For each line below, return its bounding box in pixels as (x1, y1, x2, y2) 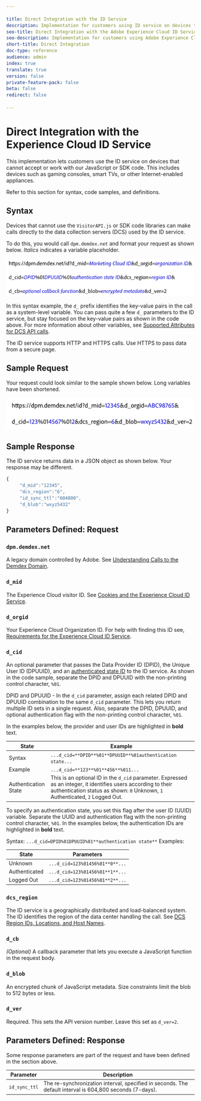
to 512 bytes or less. (6, 989, 56, 996)
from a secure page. (6, 345, 56, 353)
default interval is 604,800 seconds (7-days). (43, 1086, 157, 1093)
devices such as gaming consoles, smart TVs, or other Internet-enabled (6, 170, 184, 177)
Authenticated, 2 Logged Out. (50, 793, 123, 801)
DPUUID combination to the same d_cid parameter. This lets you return (6, 699, 181, 706)
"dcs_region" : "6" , (19, 489, 66, 495)
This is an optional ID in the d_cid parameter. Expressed (50, 774, 187, 781)
